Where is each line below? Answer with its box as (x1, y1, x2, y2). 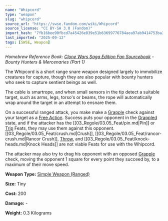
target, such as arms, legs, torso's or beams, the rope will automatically (5, 94, 152, 100)
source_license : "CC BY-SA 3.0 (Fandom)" (5, 26, 93, 31)
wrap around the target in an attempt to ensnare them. (5, 99, 117, 105)
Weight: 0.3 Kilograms (5, 209, 52, 215)
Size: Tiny (5, 180, 26, 186)
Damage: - (5, 200, 28, 206)
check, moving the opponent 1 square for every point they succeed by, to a (5, 156, 160, 162)
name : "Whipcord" (5, 7, 41, 12)
